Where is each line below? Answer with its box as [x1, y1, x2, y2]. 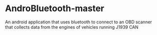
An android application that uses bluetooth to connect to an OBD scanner [5, 19, 152, 25]
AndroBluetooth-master [5, 3, 104, 14]
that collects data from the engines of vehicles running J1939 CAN [5, 24, 139, 30]
